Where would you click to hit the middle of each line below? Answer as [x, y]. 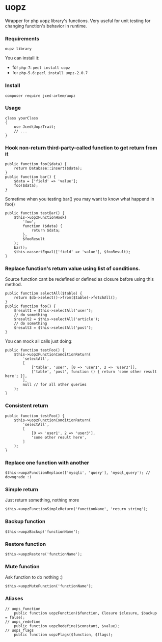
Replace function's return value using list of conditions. [73, 268]
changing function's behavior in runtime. [46, 26]
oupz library [18, 49]
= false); [15, 617]
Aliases [14, 599]
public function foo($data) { [36, 164]
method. [13, 285]
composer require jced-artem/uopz [40, 96]
